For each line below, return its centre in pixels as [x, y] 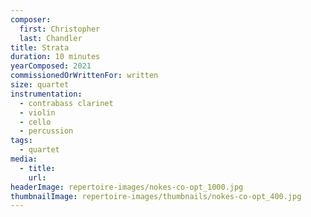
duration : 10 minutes [55, 57]
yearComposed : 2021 [51, 66]
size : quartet [40, 85]
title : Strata [40, 47]
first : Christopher [60, 29]
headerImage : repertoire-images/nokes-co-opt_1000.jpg [127, 187]
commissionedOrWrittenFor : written [84, 76]
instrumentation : [46, 94]
